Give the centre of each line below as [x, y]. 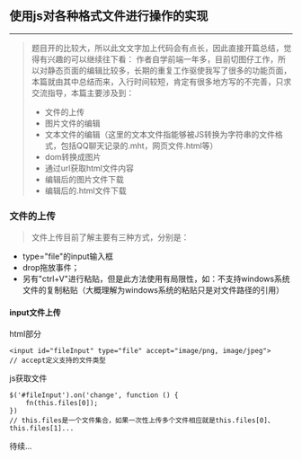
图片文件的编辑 [72, 123]
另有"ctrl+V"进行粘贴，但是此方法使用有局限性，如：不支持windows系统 [156, 279]
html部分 [26, 334]
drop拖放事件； [51, 268]
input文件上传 [35, 312]
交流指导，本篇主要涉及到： [83, 93]
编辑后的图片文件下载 [84, 179]
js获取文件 [28, 378]
